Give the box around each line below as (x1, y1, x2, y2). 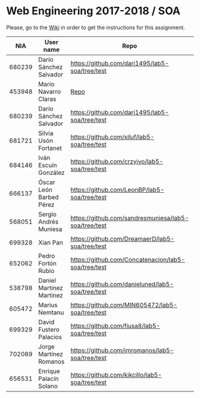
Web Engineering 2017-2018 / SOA (6, 4, 180, 18)
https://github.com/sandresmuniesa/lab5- (70, 214, 189, 222)
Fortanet (38, 144, 62, 152)
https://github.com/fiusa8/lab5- (70, 321, 161, 330)
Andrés (38, 217, 59, 225)
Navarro (38, 87, 61, 96)
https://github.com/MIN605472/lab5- (70, 300, 177, 309)
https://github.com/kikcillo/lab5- (70, 371, 162, 379)
